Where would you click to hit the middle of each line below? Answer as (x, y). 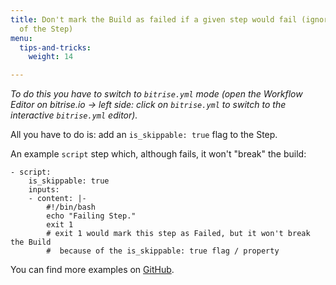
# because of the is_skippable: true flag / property (163, 251)
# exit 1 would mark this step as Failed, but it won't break (178, 234)
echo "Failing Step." (91, 216)
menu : (21, 38)
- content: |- (57, 199)
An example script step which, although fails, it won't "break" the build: (158, 154)
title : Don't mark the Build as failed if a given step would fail (154, 19)
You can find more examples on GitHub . (92, 270)
